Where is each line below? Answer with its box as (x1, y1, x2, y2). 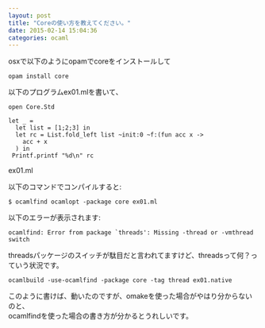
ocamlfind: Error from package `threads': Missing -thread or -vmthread (8, 229, 254, 237)
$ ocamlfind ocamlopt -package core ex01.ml (8, 198, 158, 206)
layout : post (8, 11, 52, 20)
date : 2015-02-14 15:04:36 (8, 26, 98, 34)
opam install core (8, 72, 69, 80)
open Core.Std (8, 103, 56, 111)
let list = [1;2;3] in (15, 124, 90, 132)
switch (8, 236, 30, 244)
